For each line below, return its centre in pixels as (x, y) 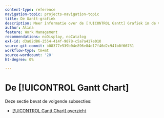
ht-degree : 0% (20, 59)
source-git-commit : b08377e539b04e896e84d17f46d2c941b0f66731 (70, 46)
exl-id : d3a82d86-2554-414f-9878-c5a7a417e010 (53, 41)
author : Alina (20, 28)
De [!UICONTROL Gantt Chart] (67, 88)
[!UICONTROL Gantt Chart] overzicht (49, 111)
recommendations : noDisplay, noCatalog (46, 37)
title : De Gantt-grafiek (30, 19)
